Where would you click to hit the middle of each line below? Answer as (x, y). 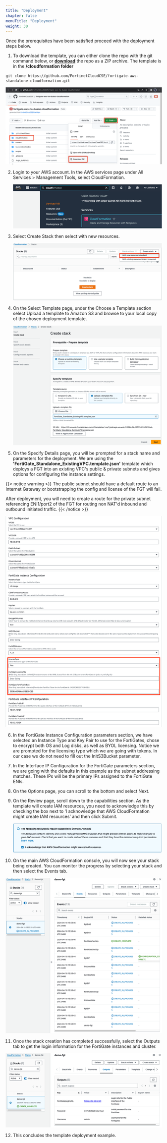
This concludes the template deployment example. (64, 1136)
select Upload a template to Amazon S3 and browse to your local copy (85, 314)
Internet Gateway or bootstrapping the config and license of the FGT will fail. (84, 489)
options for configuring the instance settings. (59, 474)
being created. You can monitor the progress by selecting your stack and (87, 865)
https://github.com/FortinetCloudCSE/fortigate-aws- (83, 76)
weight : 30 (17, 26)
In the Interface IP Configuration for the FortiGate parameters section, (84, 765)
